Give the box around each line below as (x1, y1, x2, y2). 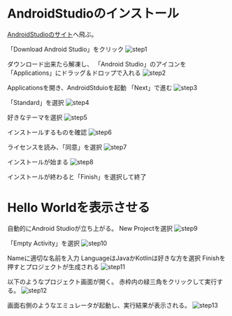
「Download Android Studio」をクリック (7, 45, 124, 53)
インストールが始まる (7, 157, 68, 166)
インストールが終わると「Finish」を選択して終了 (7, 172, 147, 181)
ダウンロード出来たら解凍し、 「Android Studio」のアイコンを (7, 59, 187, 68)
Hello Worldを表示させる (7, 200, 150, 216)
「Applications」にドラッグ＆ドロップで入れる (7, 69, 141, 77)
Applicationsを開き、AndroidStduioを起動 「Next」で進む (7, 83, 173, 92)
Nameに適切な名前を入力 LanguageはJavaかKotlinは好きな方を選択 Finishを (7, 254, 226, 262)
